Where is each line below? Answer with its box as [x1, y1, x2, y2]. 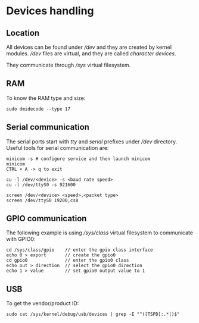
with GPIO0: [6, 236, 36, 243]
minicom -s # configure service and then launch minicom [6, 156, 151, 162]
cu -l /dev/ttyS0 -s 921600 [6, 181, 76, 188]
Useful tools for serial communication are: [6, 144, 109, 151]
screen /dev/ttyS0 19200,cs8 [6, 197, 79, 203]
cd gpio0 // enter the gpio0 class [6, 258, 129, 264]
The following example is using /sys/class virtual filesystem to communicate [6, 229, 194, 236]
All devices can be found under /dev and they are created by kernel [6, 43, 172, 51]
